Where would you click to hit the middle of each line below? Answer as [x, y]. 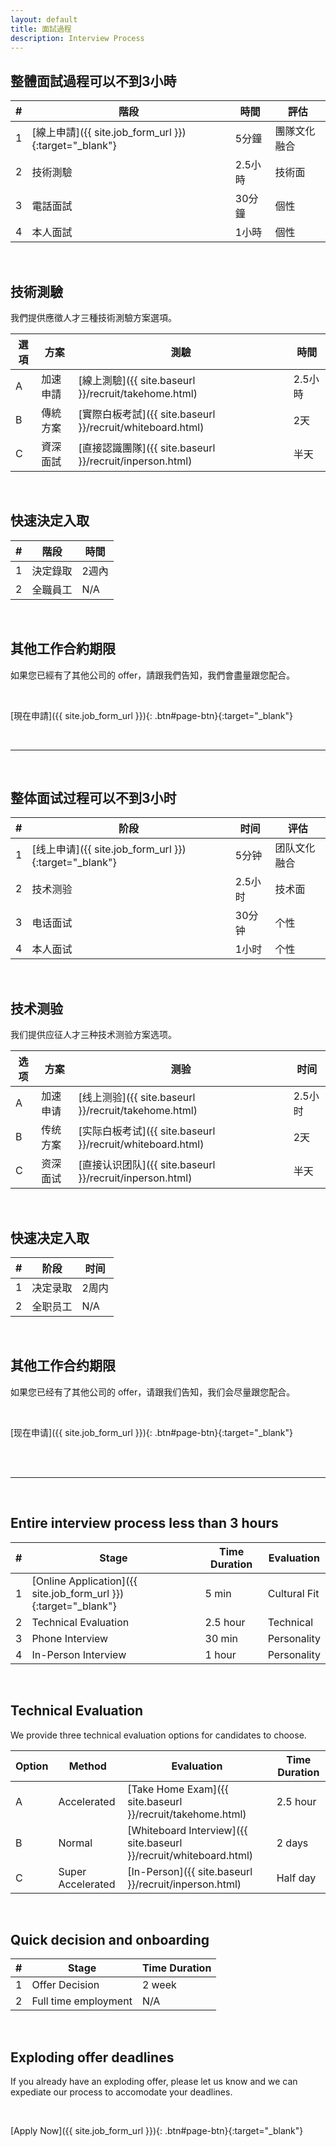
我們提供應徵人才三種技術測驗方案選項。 [93, 317]
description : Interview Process [77, 38]
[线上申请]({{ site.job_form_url [101, 849]
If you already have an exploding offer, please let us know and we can [154, 2082]
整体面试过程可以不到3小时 [93, 798]
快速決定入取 [50, 521]
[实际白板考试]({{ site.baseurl [147, 1131]
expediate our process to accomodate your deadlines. [121, 2092]
